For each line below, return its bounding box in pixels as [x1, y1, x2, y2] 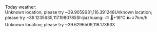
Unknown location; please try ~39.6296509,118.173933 [5, 22, 115, 27]
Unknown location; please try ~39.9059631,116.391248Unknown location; [5, 9, 153, 15]
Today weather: [5, 4, 37, 10]
